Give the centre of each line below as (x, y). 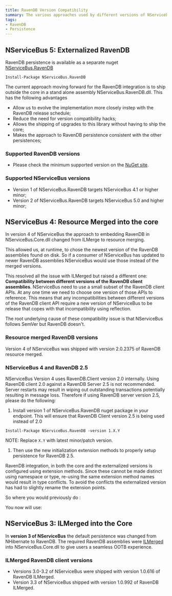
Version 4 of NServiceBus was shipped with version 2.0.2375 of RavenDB (83, 349)
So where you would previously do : (43, 497)
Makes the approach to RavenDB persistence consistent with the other (87, 135)
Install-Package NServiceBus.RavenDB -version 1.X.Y (63, 431)
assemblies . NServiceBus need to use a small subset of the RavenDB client (85, 287)
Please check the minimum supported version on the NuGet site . (81, 165)
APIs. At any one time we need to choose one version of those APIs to (79, 292)
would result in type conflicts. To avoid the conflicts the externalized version (86, 482)
